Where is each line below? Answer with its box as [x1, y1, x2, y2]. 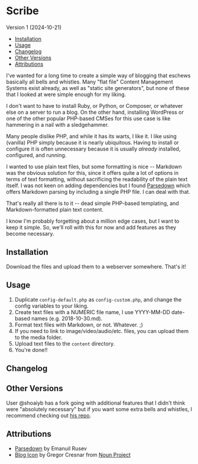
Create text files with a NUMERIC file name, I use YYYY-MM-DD [14, 308, 170, 315]
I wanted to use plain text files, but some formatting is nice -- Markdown [6, 163, 182, 170]
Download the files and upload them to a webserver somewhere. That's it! [6, 263, 186, 270]
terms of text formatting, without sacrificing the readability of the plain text [6, 175, 188, 183]
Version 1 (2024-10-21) [6, 24, 62, 31]
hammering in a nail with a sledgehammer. [6, 121, 109, 128]
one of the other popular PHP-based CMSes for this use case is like [6, 114, 171, 122]
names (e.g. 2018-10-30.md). [31, 315, 103, 322]
